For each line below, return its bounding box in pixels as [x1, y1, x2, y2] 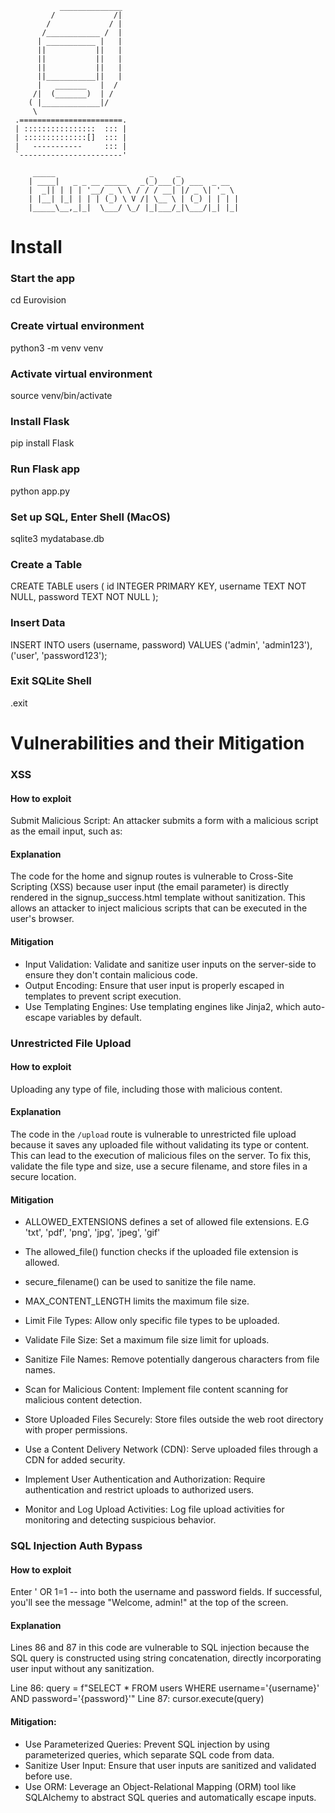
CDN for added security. [24, 1454, 126, 1466]
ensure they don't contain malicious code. [24, 968, 198, 981]
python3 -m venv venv [10, 342, 104, 354]
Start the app [10, 272, 76, 286]
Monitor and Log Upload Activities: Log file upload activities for [24, 1503, 285, 1516]
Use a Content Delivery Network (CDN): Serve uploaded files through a [24, 1443, 319, 1456]
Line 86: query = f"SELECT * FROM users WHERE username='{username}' [10, 1682, 320, 1694]
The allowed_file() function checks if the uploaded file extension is [24, 1246, 299, 1258]
